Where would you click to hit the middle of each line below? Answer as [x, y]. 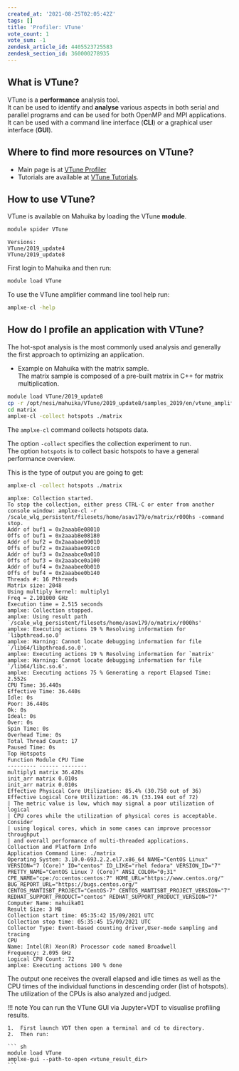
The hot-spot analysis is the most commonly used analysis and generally [114, 347]
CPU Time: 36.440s [34, 685]
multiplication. [38, 383]
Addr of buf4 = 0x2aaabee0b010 [54, 567]
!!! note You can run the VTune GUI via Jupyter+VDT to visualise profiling [114, 1008]
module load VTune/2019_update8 [55, 396]
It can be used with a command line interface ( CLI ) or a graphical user [110, 122]
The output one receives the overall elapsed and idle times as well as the [114, 978]
